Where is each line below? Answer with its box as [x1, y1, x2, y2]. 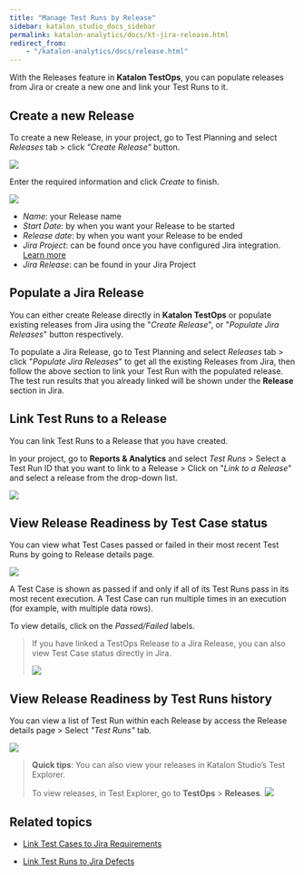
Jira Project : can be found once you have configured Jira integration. [22, 240, 281, 251]
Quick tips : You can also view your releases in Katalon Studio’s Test [31, 760, 286, 771]
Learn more [22, 249, 66, 260]
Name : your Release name [22, 211, 123, 221]
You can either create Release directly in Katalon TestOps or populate [9, 310, 272, 320]
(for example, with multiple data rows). [9, 603, 154, 614]
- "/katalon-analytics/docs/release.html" [25, 47, 189, 56]
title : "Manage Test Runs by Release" [9, 13, 156, 23]
